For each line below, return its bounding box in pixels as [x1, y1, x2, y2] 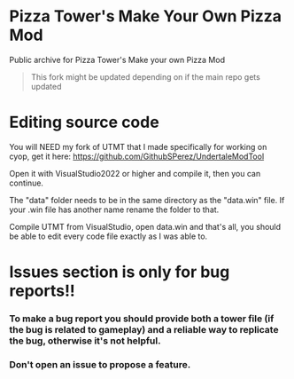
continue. [9, 178, 44, 188]
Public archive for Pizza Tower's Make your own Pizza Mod [9, 54, 226, 65]
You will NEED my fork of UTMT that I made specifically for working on [9, 141, 267, 152]
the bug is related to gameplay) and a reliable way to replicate [9, 323, 279, 336]
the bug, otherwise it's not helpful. [9, 335, 161, 347]
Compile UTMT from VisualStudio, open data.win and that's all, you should [9, 221, 282, 232]
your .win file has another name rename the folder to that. [9, 204, 220, 215]
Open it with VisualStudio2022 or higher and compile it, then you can [9, 168, 261, 178]
